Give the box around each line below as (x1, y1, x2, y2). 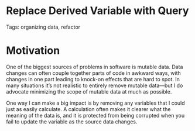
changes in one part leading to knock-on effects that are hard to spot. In (6, 75, 180, 82)
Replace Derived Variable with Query (6, 4, 189, 18)
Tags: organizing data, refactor (6, 23, 81, 30)
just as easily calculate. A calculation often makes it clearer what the (6, 105, 171, 112)
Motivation (6, 44, 60, 57)
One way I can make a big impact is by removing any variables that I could (6, 99, 186, 106)
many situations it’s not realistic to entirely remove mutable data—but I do (6, 82, 183, 89)
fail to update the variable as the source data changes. (6, 118, 138, 125)
